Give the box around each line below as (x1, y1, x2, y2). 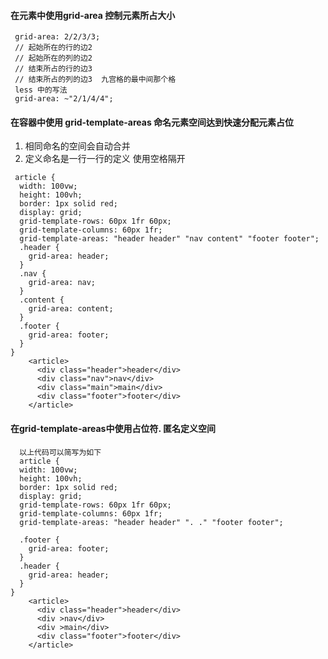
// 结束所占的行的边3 (14, 64, 93, 74)
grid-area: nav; (28, 278, 97, 288)
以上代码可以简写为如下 (19, 447, 102, 457)
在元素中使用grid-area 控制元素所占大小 (10, 9, 176, 21)
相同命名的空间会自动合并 (24, 140, 131, 152)
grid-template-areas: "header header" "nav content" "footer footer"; (19, 234, 320, 244)
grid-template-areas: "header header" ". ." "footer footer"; (19, 517, 284, 527)
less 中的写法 (14, 85, 68, 95)
